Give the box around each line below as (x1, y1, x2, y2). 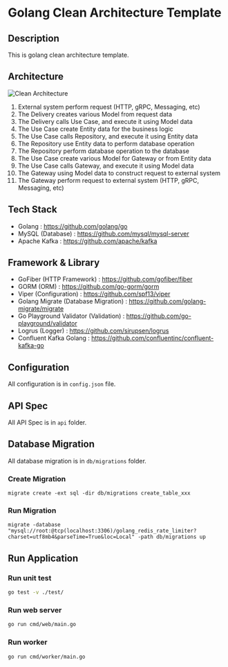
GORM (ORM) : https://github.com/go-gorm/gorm (17, 283, 160, 291)
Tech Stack (8, 204, 57, 215)
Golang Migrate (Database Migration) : (17, 297, 128, 305)
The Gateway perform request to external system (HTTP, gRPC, (17, 176, 200, 184)
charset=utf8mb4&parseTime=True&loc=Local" (8, 533, 135, 541)
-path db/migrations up (137, 533, 207, 541)
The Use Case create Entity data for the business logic (17, 125, 173, 133)
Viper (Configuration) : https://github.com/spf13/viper (17, 290, 171, 299)
